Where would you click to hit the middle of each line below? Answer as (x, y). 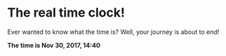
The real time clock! (66, 13)
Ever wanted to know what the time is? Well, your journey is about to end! (113, 32)
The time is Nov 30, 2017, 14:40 (54, 45)
